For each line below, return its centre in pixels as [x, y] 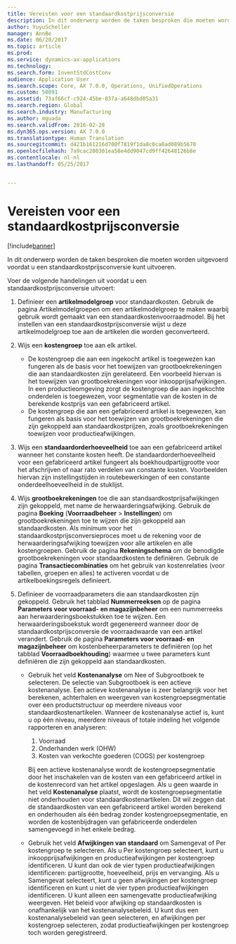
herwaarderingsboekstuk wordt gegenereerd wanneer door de [108, 624]
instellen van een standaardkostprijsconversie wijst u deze [102, 324]
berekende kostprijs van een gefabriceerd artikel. [99, 403]
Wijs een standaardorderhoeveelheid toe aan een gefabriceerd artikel [120, 447]
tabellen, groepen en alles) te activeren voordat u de [93, 573]
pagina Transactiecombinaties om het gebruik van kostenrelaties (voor [121, 565]
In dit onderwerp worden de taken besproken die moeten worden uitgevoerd [118, 259]
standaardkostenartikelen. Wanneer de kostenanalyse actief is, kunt [126, 712]
